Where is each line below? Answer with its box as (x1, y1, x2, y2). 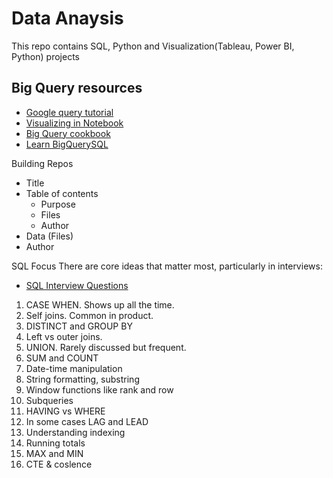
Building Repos (11, 157, 74, 169)
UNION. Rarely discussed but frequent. (25, 341, 187, 353)
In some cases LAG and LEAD (25, 415, 149, 427)
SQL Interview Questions (25, 279, 129, 291)
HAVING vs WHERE (25, 405, 106, 417)
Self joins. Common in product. (25, 309, 154, 321)
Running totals (25, 437, 86, 449)
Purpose (40, 198, 76, 210)
